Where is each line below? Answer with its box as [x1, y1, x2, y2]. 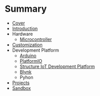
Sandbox [12, 85, 31, 91]
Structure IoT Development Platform [19, 63, 95, 69]
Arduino [19, 52, 37, 59]
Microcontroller [19, 36, 52, 42]
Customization [12, 41, 43, 47]
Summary [5, 3, 47, 15]
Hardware [12, 31, 34, 37]
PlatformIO [19, 58, 43, 64]
